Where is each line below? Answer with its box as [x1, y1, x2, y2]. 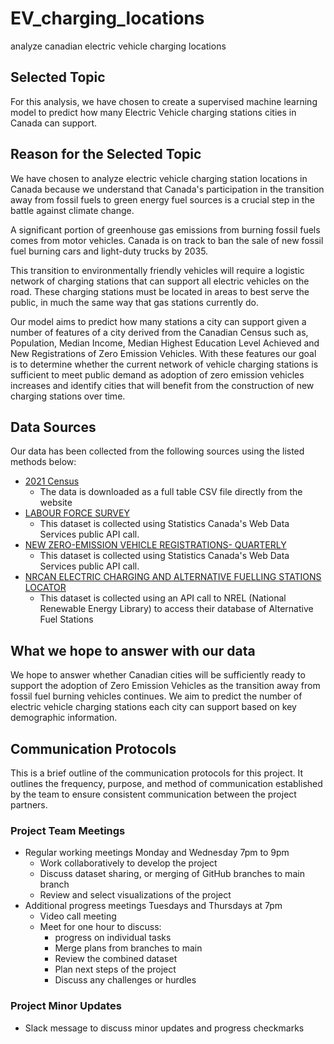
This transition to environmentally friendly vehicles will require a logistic [10, 264, 305, 276]
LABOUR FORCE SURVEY [24, 507, 130, 519]
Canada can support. [10, 117, 98, 129]
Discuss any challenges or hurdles [54, 974, 197, 986]
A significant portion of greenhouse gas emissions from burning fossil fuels [10, 223, 321, 236]
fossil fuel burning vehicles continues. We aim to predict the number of [10, 690, 303, 702]
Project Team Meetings [10, 823, 126, 837]
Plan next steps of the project [54, 963, 177, 976]
